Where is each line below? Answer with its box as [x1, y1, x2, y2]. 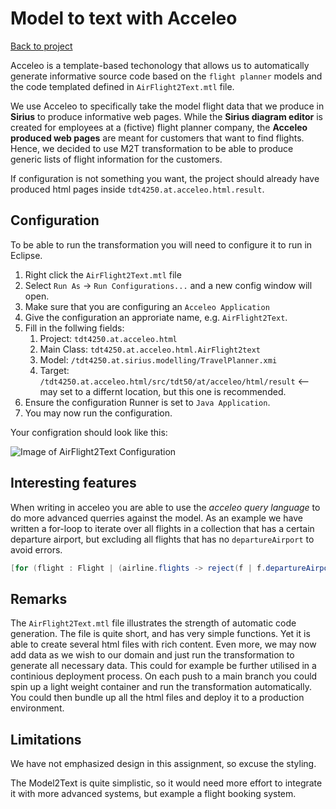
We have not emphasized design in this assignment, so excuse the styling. [10, 758, 317, 770]
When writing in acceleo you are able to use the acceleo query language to [10, 501, 321, 513]
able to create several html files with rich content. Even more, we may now [10, 638, 317, 651]
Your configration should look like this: [10, 426, 168, 438]
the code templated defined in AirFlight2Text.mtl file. [10, 80, 235, 92]
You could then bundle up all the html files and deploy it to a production [10, 692, 305, 704]
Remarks [10, 590, 68, 607]
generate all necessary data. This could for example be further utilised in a [10, 660, 317, 672]
